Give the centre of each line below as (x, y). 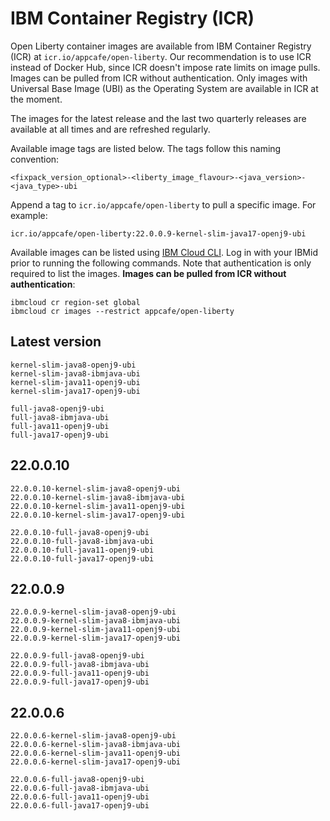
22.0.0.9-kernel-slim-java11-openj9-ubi (96, 630)
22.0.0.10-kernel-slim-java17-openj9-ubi (98, 515)
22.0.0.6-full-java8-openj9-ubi (77, 780)
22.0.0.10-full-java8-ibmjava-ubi (82, 541)
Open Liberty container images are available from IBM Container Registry (161, 46)
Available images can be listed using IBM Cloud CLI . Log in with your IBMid (164, 252)
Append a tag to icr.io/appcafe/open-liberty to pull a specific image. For (163, 204)
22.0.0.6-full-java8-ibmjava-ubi (80, 788)
